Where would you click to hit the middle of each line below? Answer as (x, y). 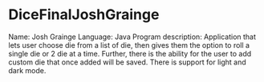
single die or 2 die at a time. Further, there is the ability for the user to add (130, 53)
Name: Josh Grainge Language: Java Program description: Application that (132, 37)
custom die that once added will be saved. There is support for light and (127, 62)
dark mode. (27, 70)
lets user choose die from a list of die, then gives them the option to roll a (129, 45)
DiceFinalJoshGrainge (84, 15)
